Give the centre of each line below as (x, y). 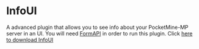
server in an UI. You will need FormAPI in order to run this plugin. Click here (99, 33)
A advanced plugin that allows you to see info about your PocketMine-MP (97, 27)
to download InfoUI (30, 40)
